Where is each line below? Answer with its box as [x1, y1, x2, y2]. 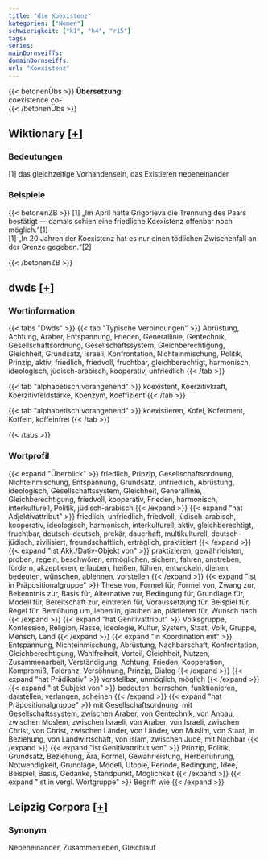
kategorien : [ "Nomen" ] [8, 19, 85, 27]
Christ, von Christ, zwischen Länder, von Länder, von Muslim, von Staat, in [8, 725, 255, 735]
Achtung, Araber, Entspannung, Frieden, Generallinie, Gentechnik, [8, 332, 227, 342]
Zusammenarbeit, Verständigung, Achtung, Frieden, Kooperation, [8, 657, 225, 667]
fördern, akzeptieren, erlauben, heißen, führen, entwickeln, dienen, [8, 563, 231, 572]
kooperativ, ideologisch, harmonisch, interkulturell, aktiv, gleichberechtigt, [8, 520, 254, 530]
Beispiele [8, 189, 46, 201]
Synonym [8, 825, 47, 836]
